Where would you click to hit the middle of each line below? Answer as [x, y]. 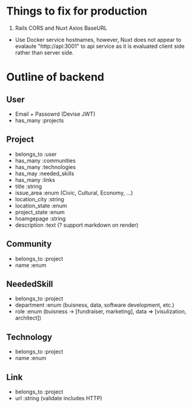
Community [29, 244]
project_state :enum [40, 212]
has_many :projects [39, 120]
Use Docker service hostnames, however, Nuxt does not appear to [98, 39]
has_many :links [35, 179]
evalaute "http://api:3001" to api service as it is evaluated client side [100, 46]
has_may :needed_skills [45, 173]
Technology [29, 337]
